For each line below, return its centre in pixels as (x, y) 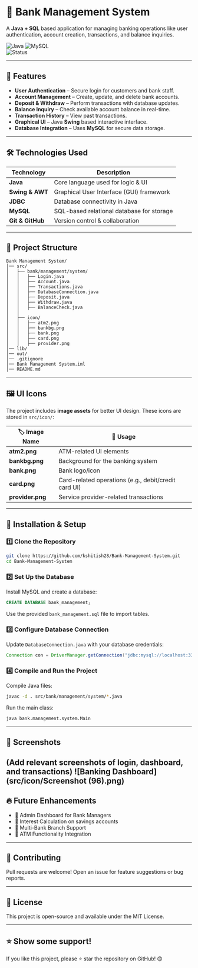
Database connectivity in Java (96, 201)
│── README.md (24, 369)
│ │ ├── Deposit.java (38, 297)
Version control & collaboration (97, 220)
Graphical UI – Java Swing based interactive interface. (81, 122)
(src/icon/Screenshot (47, 780)
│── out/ (17, 354)
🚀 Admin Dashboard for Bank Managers (63, 815)
